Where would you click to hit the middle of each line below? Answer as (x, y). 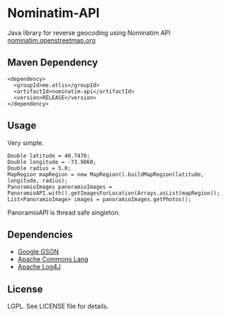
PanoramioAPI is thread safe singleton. (64, 212)
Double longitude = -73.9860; (52, 162)
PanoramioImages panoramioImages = (60, 187)
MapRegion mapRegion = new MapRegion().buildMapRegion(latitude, (106, 174)
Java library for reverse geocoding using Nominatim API (89, 33)
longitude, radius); (38, 180)
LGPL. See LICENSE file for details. (58, 306)
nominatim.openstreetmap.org (51, 40)
